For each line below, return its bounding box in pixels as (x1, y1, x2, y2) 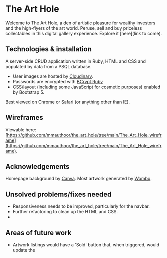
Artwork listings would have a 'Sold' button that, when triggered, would (12, 242, 159, 248)
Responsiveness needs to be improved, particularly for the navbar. (12, 203, 150, 209)
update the (12, 247, 35, 253)
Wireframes (5, 113, 44, 122)
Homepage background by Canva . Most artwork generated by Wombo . (5, 176, 152, 182)
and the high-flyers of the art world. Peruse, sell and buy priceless (5, 25, 142, 31)
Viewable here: (5, 126, 37, 133)
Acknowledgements (5, 162, 70, 171)
